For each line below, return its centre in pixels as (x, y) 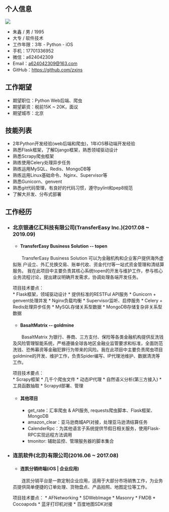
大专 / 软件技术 (28, 38)
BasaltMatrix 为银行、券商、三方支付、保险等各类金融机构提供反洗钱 (93, 337)
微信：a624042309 (33, 57)
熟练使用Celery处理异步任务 (42, 163)
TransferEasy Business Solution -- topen (64, 246)
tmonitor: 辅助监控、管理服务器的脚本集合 (71, 441)
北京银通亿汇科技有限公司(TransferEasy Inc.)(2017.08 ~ (81, 227)
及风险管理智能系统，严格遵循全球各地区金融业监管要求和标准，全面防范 (88, 343)
